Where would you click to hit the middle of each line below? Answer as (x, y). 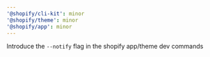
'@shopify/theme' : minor (42, 20)
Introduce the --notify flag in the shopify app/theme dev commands (105, 47)
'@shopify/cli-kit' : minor (46, 14)
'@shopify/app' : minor (39, 26)
